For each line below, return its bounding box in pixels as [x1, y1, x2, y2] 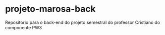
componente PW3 [5, 24, 42, 30]
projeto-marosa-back [5, 3, 96, 15]
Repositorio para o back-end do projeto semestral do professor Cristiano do [5, 19, 160, 25]
